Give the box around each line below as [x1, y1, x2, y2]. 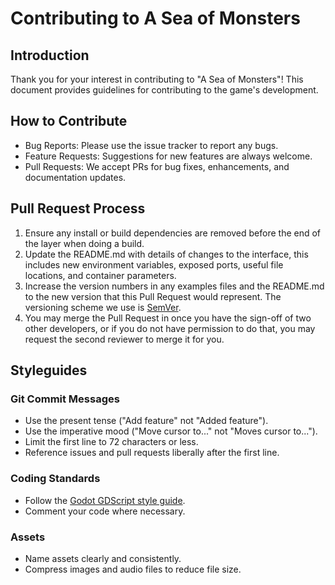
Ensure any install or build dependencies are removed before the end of [24, 227, 322, 239]
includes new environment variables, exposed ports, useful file [24, 258, 284, 271]
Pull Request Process [10, 200, 146, 217]
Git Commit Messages [10, 392, 120, 406]
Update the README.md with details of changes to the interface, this [24, 248, 309, 260]
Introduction [10, 47, 90, 64]
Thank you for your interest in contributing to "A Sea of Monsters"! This [10, 73, 304, 85]
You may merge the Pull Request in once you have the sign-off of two [24, 312, 312, 324]
